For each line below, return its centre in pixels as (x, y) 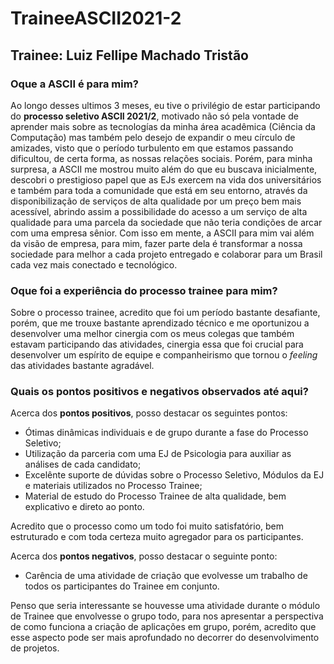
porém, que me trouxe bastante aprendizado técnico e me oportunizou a (160, 323)
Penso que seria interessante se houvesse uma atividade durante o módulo (165, 606)
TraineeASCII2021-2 (96, 18)
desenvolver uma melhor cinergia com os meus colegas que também (152, 334)
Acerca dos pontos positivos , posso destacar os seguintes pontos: (149, 413)
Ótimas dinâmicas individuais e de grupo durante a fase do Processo (166, 433)
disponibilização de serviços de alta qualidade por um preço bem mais (156, 201)
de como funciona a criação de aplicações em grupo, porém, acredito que (163, 627)
